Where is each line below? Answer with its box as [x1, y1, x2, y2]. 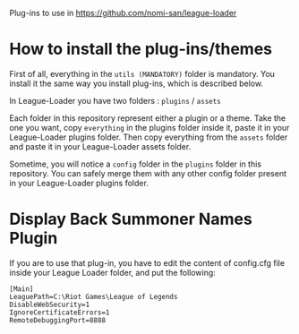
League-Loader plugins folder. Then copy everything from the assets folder [9, 132, 288, 142]
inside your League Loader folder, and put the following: [9, 267, 217, 278]
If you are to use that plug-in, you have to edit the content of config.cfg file [9, 257, 285, 268]
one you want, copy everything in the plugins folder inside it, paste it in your [9, 122, 290, 133]
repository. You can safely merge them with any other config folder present [9, 167, 286, 178]
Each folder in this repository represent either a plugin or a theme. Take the [9, 112, 286, 124]
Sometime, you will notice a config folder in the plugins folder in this [9, 158, 262, 169]
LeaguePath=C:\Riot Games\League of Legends [9, 292, 178, 301]
